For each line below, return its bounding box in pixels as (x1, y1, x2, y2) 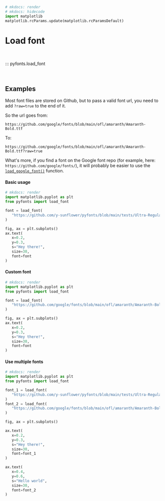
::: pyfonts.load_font (5, 61, 46, 67)
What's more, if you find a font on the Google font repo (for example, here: (5, 158, 156, 164)
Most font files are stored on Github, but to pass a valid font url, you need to (5, 98, 159, 103)
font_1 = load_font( (5, 387, 48, 393)
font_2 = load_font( (5, 401, 48, 406)
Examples (5, 84, 36, 93)
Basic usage (5, 179, 31, 185)
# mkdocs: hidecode (5, 9, 45, 14)
